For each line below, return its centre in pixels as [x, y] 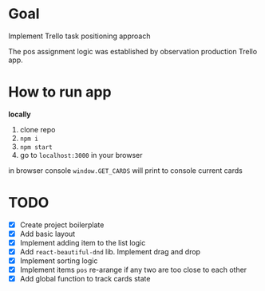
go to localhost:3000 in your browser [81, 155]
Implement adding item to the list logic [83, 242]
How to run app [60, 92]
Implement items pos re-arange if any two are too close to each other [133, 270]
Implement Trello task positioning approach [79, 36]
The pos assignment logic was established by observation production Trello [133, 51]
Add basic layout [47, 234]
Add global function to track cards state [85, 279]
